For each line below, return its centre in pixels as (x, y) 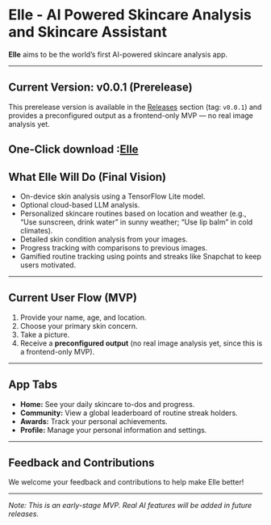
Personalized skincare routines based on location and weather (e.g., (133, 213)
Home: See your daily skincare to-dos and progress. (107, 404)
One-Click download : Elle (73, 150)
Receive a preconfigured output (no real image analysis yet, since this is (141, 343)
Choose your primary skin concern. (79, 325)
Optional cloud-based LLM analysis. (80, 204)
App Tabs (33, 385)
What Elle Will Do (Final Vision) (88, 176)
